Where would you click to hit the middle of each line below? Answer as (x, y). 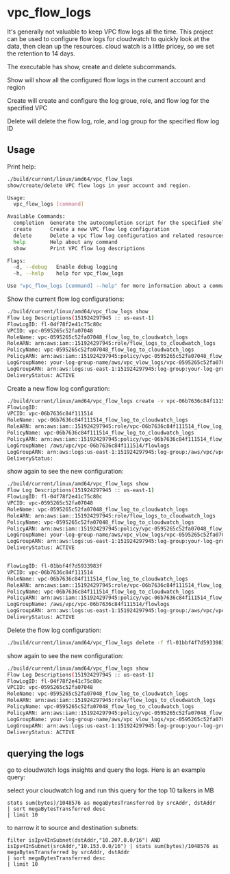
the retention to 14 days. (41, 53)
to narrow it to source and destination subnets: (73, 828)
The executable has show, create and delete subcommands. (92, 66)
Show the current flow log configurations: (66, 299)
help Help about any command (65, 242)
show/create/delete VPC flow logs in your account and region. (99, 185)
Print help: (22, 167)
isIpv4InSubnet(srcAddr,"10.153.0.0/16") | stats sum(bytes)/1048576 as (113, 847)
